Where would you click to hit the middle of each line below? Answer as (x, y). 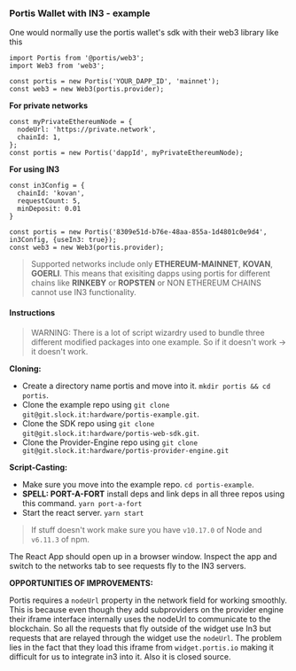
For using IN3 (35, 169)
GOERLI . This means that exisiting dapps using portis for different (150, 274)
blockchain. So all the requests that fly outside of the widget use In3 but (140, 628)
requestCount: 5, (49, 201)
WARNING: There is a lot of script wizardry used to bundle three (148, 332)
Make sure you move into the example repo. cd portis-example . (138, 484)
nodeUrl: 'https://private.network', (87, 130)
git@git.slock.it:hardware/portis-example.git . (110, 414)
